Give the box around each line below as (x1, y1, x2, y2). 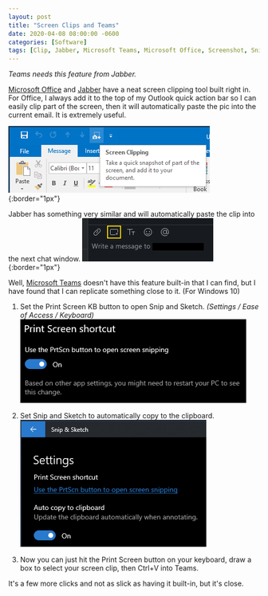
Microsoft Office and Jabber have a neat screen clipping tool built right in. (8, 84, 251, 95)
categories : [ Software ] (8, 38, 88, 46)
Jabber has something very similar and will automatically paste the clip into (8, 210, 255, 219)
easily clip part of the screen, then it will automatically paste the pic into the (8, 102, 257, 112)
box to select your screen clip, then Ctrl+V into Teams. (19, 563, 199, 573)
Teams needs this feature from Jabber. (8, 69, 137, 79)
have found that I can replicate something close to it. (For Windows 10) (8, 287, 241, 296)
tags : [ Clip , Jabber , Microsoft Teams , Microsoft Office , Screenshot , (8, 46, 248, 55)
